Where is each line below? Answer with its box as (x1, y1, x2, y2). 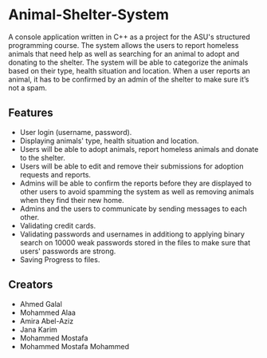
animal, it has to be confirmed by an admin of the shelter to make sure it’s (8, 74, 249, 84)
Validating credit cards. (19, 221, 96, 230)
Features (8, 106, 53, 120)
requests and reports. (19, 169, 92, 179)
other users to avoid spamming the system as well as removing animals (19, 186, 254, 197)
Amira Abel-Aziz (19, 316, 74, 325)
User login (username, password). (19, 127, 132, 137)
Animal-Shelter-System (8, 6, 170, 24)
